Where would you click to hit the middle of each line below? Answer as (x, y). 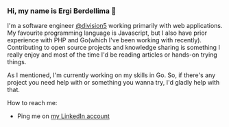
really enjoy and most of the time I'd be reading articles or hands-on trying (112, 55)
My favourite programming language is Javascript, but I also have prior (107, 33)
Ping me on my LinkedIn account (63, 116)
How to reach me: (32, 103)
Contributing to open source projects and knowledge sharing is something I (114, 48)
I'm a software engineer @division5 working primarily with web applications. (115, 26)
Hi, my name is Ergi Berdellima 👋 (62, 11)
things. (17, 62)
